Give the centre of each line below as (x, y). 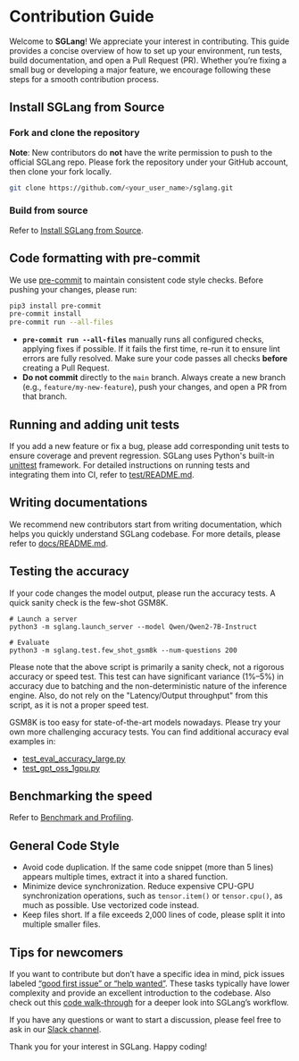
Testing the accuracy (69, 571)
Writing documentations (79, 503)
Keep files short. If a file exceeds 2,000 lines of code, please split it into (154, 915)
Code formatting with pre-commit (105, 258)
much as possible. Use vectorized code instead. (110, 905)
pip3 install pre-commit (55, 306)
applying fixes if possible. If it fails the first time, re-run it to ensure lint (151, 349)
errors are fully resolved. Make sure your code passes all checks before (155, 359)
